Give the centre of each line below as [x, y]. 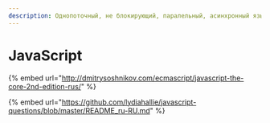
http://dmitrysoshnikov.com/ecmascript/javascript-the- [153, 78]
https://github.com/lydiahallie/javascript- [129, 102]
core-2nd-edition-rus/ [45, 86]
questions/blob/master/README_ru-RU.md [79, 110]
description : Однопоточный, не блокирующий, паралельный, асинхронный [129, 16]
